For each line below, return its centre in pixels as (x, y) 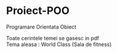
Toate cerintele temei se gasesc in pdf (53, 38)
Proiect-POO (38, 11)
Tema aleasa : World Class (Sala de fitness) (59, 44)
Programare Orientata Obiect (41, 27)
